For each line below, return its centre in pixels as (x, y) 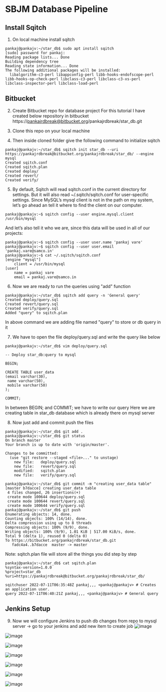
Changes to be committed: (32, 453)
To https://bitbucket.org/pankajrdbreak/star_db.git (61, 540)
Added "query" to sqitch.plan (36, 313)
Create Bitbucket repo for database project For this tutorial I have (79, 110)
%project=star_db (23, 572)
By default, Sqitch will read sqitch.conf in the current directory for (79, 189)
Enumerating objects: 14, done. (38, 514)
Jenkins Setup (28, 609)
